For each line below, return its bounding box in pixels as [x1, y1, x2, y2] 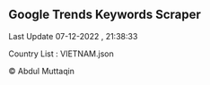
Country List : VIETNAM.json [8, 48, 114, 59]
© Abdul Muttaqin [8, 65, 75, 76]
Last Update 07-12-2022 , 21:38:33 [8, 30, 138, 41]
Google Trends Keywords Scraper [8, 7, 201, 22]
